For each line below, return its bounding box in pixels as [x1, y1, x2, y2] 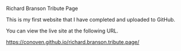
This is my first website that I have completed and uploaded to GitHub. [6, 16, 176, 23]
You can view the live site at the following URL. [6, 27, 119, 34]
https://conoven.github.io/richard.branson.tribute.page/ [6, 39, 140, 45]
